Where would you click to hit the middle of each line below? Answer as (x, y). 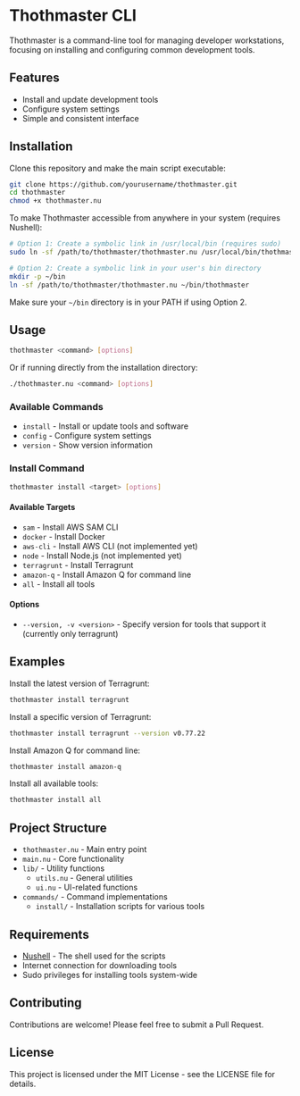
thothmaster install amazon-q (66, 766)
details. (23, 1083)
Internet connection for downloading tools (99, 965)
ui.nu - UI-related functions (87, 887)
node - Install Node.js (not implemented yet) (102, 556)
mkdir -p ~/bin (37, 276)
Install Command (47, 468)
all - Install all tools (58, 584)
